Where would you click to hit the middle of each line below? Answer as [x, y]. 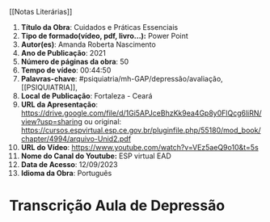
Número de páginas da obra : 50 [75, 61]
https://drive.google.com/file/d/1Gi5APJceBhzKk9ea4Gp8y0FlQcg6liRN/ [141, 113]
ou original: [103, 121]
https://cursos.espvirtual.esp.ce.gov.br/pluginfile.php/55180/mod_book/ [141, 130]
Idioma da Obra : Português [66, 173]
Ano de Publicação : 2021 [63, 53]
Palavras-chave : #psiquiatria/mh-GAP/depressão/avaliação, [122, 79]
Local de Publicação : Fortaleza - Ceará [86, 96]
